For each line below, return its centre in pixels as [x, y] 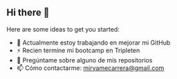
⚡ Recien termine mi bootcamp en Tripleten [78, 50]
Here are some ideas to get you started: [63, 29]
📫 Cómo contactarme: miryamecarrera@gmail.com [90, 68]
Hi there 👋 [28, 13]
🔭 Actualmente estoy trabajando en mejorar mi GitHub [93, 43]
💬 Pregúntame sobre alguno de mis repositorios [84, 60]
